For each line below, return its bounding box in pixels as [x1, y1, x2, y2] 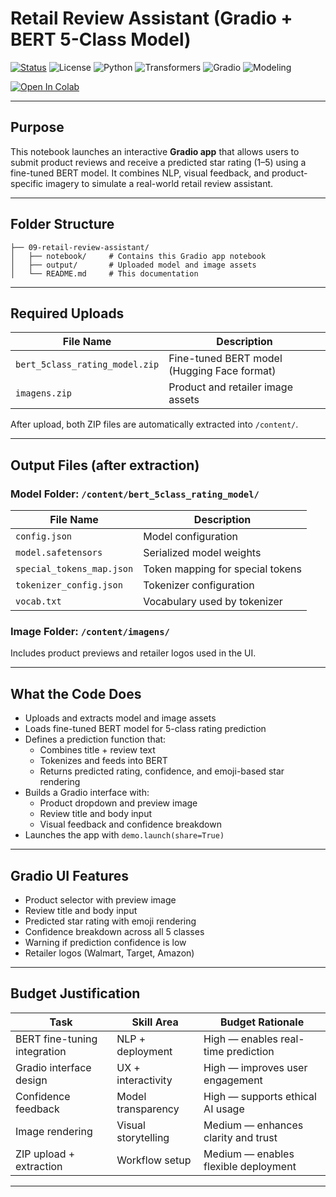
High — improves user [203, 1060, 308, 1074]
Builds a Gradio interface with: [24, 787, 150, 799]
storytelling [116, 1130, 170, 1144]
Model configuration [143, 530, 239, 544]
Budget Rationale [219, 1015, 305, 1029]
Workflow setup [116, 1153, 192, 1167]
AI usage [203, 1102, 245, 1116]
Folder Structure [10, 216, 115, 233]
